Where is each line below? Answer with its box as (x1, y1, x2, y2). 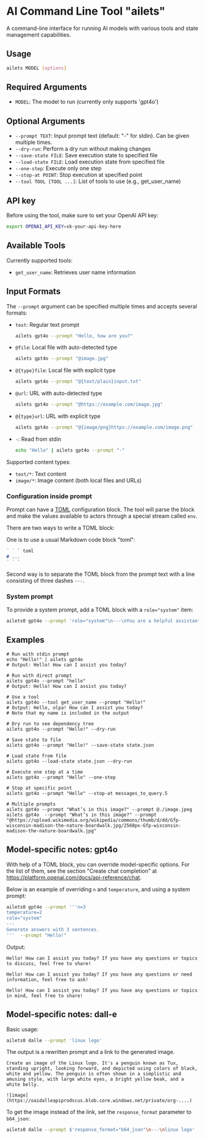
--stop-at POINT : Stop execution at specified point (15, 171, 143, 179)
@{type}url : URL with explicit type (15, 413, 101, 420)
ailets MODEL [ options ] (6, 65, 67, 71)
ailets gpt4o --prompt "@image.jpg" (15, 356, 109, 362)
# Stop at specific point (6, 785, 72, 791)
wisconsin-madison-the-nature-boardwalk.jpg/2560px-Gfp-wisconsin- (6, 822, 182, 829)
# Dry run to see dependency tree (6, 720, 95, 726)
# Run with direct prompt (6, 672, 72, 679)
